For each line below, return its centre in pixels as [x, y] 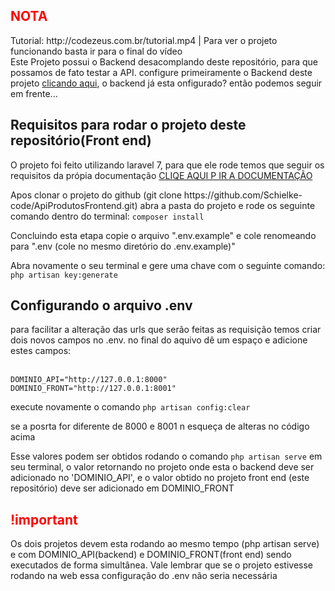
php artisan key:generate [64, 275]
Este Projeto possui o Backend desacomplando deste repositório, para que [164, 61]
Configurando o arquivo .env [101, 305]
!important [44, 519]
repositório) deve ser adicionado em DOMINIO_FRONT [122, 488]
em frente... [34, 93]
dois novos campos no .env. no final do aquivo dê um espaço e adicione [159, 340]
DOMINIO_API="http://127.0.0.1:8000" [89, 380]
